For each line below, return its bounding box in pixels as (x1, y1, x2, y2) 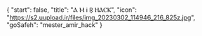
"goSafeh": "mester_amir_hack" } (6, 21, 103, 29)
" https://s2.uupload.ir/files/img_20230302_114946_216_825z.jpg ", (6, 13, 196, 21)
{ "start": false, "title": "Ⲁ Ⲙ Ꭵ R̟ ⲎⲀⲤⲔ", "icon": (6, 6, 137, 14)
